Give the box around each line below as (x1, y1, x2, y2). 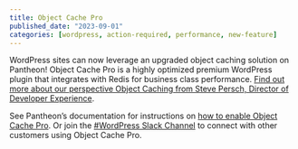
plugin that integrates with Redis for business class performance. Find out (9, 74, 285, 85)
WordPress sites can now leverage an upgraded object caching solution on (9, 55, 290, 66)
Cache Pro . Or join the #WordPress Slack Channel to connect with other (9, 120, 278, 131)
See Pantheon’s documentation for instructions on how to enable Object (9, 110, 278, 122)
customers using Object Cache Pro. (9, 130, 142, 141)
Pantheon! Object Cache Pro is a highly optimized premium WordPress (9, 64, 273, 75)
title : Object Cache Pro (9, 13, 103, 23)
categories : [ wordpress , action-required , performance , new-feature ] (9, 30, 278, 39)
